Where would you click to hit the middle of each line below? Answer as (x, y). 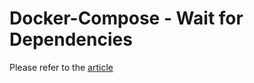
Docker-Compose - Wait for (126, 18)
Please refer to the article (61, 67)
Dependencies (71, 39)
